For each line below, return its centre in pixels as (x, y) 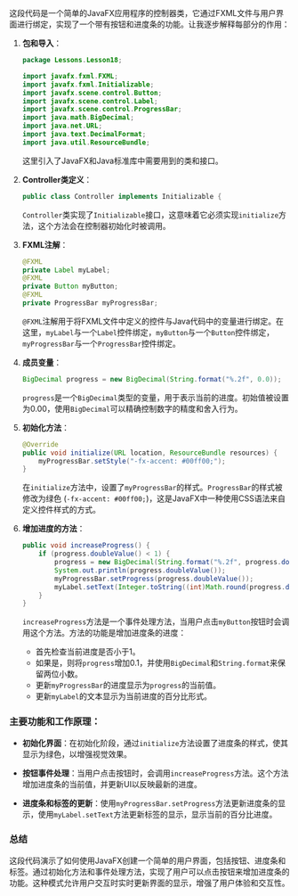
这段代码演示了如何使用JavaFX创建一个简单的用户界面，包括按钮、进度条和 (148, 860)
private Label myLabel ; (66, 270)
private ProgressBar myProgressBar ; (90, 303)
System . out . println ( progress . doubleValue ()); (140, 570)
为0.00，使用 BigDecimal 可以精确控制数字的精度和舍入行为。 (132, 408)
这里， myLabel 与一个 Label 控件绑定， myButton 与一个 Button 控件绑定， (148, 332)
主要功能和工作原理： (55, 722)
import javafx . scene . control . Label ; (90, 101)
